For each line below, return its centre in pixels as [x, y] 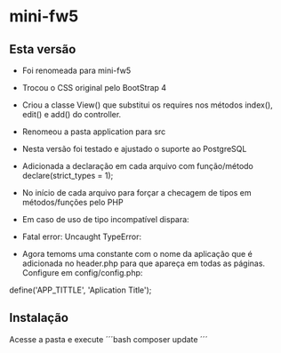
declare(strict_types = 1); [68, 176]
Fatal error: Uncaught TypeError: [82, 237]
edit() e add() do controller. [72, 114]
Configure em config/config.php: [82, 273]
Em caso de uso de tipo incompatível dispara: [105, 219]
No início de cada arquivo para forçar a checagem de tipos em [136, 193]
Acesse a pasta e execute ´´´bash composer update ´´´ [108, 339]
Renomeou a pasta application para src [94, 132]
